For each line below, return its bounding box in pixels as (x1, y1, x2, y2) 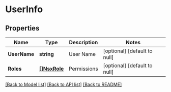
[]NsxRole (39, 65, 64, 72)
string (39, 51, 54, 57)
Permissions (68, 65, 98, 72)
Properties (5, 24, 40, 33)
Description (69, 39, 98, 46)
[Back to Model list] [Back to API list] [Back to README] (5, 81, 122, 87)
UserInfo (5, 4, 43, 15)
